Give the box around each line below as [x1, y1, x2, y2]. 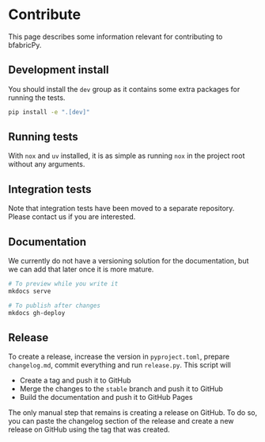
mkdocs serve [8, 287, 51, 295]
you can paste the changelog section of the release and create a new [8, 417, 234, 426]
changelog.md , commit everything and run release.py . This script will [8, 360, 231, 370]
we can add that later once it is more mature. [8, 264, 154, 275]
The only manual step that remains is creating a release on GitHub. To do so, [8, 408, 258, 417]
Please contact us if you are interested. [8, 212, 136, 221]
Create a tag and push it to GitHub [19, 375, 132, 386]
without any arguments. [8, 160, 85, 169]
